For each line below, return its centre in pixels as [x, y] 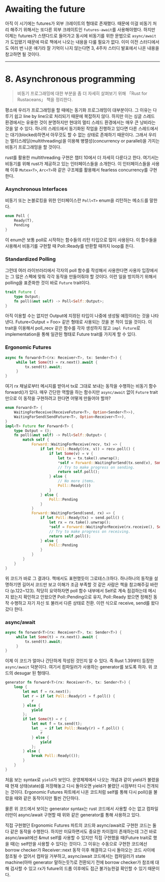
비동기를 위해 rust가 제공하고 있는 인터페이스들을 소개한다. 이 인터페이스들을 [78, 163]
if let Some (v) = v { [71, 453]
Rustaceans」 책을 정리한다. [45, 99]
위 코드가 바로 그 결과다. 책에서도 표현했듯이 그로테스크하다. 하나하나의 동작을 [79, 578]
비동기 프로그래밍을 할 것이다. [33, 147]
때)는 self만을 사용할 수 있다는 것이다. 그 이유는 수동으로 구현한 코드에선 [79, 844]
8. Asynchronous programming [70, 79]
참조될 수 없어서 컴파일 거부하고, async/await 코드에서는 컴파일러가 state [75, 856]
